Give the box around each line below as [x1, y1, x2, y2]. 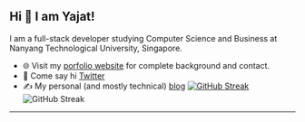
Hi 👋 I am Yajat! [9, 9, 95, 24]
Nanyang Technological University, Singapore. [9, 42, 183, 53]
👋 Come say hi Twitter [22, 70, 105, 81]
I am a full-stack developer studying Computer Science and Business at [9, 33, 278, 43]
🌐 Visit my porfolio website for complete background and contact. [22, 60, 271, 70]
